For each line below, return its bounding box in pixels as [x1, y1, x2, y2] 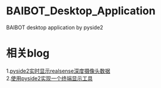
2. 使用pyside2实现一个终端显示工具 [6, 74, 93, 81]
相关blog [6, 46, 50, 60]
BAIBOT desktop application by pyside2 [6, 24, 103, 31]
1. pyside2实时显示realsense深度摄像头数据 [6, 67, 111, 74]
